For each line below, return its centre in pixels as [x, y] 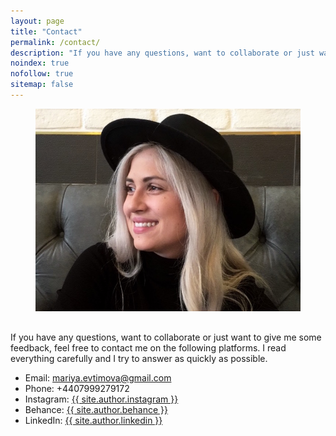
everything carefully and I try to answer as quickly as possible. [139, 358]
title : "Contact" [46, 31]
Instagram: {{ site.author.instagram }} [101, 399]
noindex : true [40, 63]
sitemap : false [42, 85]
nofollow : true [42, 74]
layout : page [37, 21]
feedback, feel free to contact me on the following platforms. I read [148, 347]
